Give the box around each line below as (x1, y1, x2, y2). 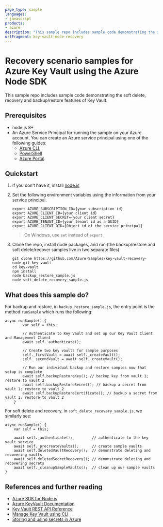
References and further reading (5, 483, 103, 491)
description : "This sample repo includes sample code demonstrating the (5, 30, 155, 35)
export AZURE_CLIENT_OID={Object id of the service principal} (12, 224, 143, 229)
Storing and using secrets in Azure (12, 516, 81, 522)
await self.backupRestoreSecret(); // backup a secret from (22, 382, 147, 388)
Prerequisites (5, 112, 47, 120)
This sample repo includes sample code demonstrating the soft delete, (5, 92, 147, 98)
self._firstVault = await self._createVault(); (22, 352, 120, 357)
